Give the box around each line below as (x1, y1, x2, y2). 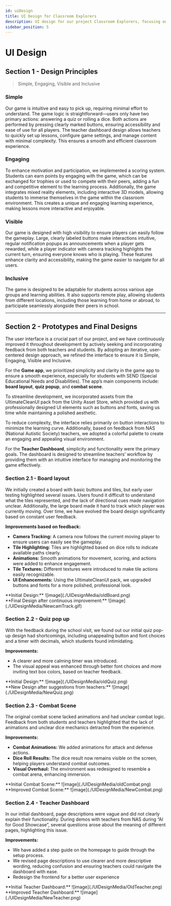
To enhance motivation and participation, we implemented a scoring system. (5, 167, 165, 173)
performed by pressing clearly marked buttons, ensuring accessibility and (5, 121, 160, 128)
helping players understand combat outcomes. (12, 761, 111, 767)
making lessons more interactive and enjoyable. (5, 205, 105, 211)
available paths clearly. (12, 549, 61, 556)
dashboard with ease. (12, 869, 59, 875)
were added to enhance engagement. (12, 560, 92, 566)
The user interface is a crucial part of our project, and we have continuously (5, 336, 165, 342)
